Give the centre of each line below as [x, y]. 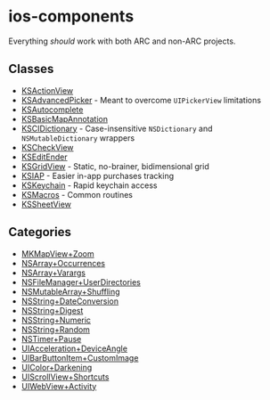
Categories [40, 232]
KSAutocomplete [52, 110]
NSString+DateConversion [70, 301]
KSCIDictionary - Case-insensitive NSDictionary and [117, 128]
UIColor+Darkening [57, 367]
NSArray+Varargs [53, 273]
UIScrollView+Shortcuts [65, 377]
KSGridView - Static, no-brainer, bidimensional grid [115, 166]
